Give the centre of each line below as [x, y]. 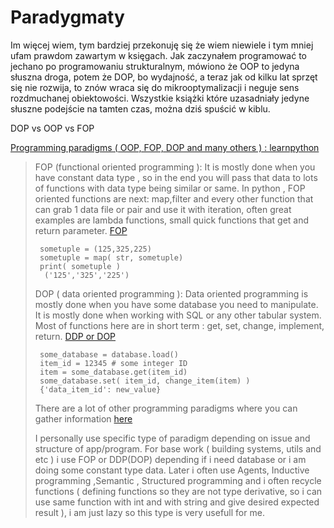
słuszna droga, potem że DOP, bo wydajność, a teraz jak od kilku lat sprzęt [164, 77]
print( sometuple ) [80, 266]
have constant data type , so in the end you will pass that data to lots [176, 177]
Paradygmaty [67, 17]
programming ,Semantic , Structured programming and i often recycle [178, 480]
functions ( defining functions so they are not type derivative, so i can [178, 491]
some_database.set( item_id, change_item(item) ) [145, 381]
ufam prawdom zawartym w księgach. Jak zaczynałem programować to [158, 55]
